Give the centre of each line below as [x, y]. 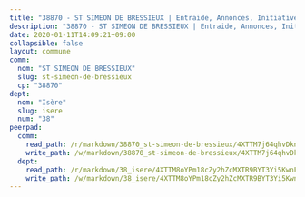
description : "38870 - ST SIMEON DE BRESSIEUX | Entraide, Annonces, [144, 26]
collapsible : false [46, 43]
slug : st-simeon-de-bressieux [74, 77]
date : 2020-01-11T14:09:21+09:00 [73, 34]
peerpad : [26, 128]
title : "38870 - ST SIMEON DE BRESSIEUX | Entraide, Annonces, [132, 18]
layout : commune [40, 52]
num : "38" [36, 119]
